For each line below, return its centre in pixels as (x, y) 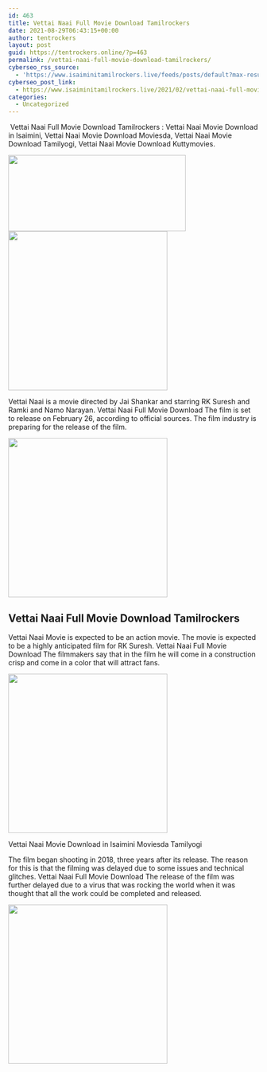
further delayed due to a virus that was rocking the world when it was (122, 885)
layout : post (30, 45)
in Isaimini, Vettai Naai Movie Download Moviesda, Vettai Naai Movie (120, 135)
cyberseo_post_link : (43, 82)
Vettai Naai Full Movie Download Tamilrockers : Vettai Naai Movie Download (134, 127)
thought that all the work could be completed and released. (105, 893)
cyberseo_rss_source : (44, 68)
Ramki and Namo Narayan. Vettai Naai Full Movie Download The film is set (130, 410)
